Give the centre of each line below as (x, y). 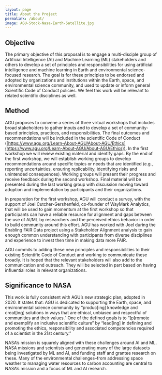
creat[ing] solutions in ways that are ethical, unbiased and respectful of (76, 312)
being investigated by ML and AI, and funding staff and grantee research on (81, 353)
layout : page (18, 9)
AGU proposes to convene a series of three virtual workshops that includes (80, 122)
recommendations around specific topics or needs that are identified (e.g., (79, 163)
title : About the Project (31, 14)
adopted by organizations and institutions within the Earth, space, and (74, 80)
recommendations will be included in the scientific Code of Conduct (73, 138)
